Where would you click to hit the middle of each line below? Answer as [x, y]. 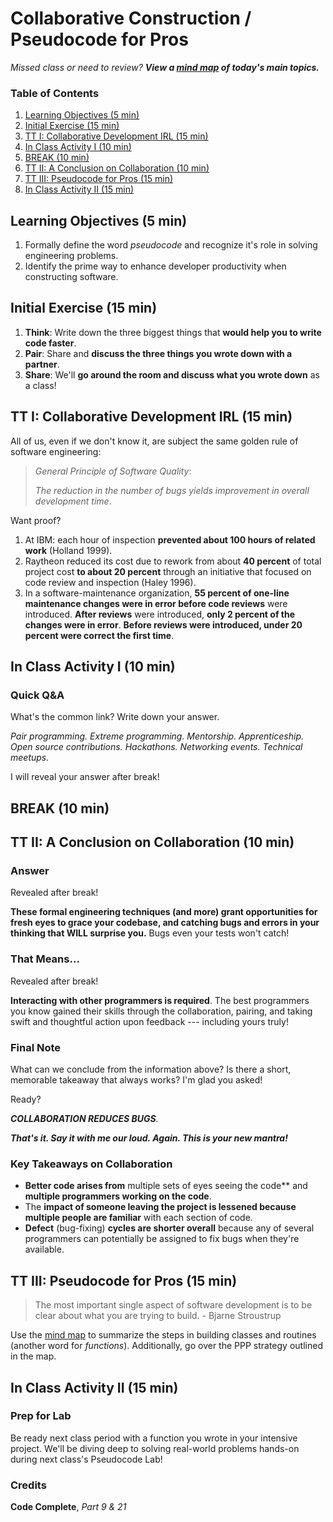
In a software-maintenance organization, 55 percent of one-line [157, 593]
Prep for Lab [41, 1416]
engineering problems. [71, 256]
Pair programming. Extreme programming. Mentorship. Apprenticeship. [157, 736]
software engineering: [56, 451]
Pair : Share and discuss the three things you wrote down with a [158, 353]
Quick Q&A [37, 695]
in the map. [33, 1356]
